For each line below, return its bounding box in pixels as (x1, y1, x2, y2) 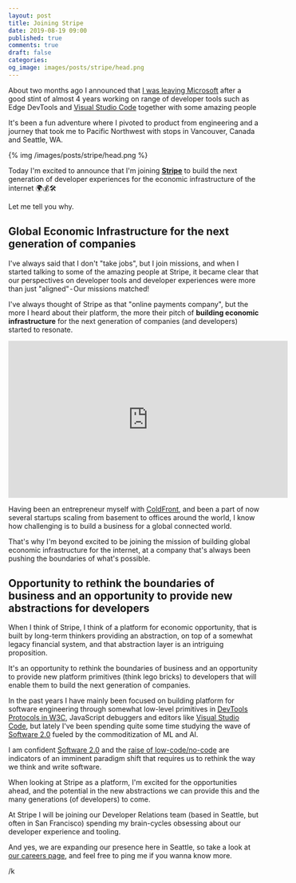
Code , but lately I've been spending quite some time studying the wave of (8, 721, 251, 731)
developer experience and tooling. (8, 827, 121, 837)
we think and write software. (8, 763, 102, 772)
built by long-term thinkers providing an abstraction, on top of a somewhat (8, 631, 253, 641)
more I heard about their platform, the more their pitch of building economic (8, 308, 259, 317)
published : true (8, 34, 62, 42)
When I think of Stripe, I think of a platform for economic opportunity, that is (8, 623, 258, 633)
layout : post (8, 11, 52, 20)
